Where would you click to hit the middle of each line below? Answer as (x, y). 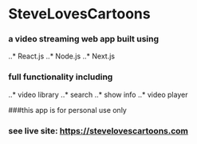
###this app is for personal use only (68, 110)
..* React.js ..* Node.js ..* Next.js (62, 56)
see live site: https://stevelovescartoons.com (98, 130)
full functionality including (61, 77)
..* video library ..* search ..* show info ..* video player (98, 94)
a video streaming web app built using (84, 39)
